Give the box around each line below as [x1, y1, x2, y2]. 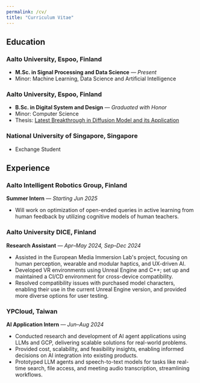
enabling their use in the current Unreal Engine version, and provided [14, 285, 187, 293]
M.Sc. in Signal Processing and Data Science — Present [14, 69, 157, 76]
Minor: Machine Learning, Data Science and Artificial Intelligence [14, 75, 177, 82]
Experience [6, 163, 50, 173]
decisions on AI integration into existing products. [14, 352, 139, 359]
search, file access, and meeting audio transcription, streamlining [27, 365, 190, 372]
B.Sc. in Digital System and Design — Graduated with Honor [14, 104, 167, 111]
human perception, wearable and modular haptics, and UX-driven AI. [14, 260, 186, 267]
